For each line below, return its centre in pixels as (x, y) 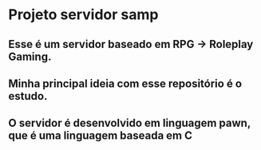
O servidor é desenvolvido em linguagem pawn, (130, 123)
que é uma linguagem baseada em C (101, 136)
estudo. (28, 96)
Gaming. (30, 56)
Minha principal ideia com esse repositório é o (125, 83)
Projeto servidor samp (83, 15)
